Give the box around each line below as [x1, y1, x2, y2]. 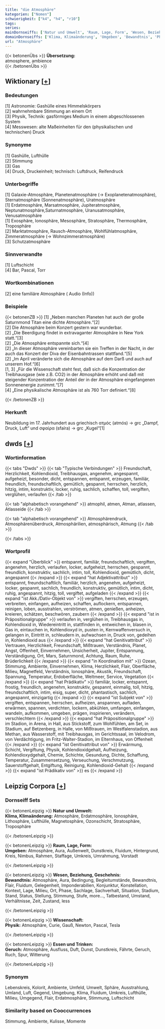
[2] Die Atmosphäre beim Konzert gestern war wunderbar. [5, 325, 123, 330]
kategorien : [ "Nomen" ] [5, 12, 52, 17]
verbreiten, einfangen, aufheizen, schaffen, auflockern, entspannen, [5, 601, 143, 607]
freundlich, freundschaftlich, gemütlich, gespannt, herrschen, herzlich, [5, 481, 148, 487]
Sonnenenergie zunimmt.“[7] [5, 381, 64, 388]
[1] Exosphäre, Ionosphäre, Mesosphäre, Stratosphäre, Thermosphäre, [5, 218, 147, 224]
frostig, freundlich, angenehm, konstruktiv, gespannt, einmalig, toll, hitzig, [5, 684, 154, 690]
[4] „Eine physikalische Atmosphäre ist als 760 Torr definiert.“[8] [5, 387, 136, 393]
